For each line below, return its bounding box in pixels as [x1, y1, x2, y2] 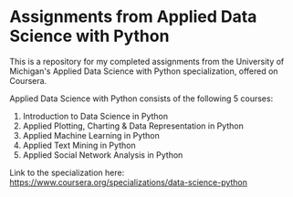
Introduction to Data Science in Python [22, 110, 169, 121]
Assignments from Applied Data [9, 6, 257, 27]
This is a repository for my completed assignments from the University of [9, 56, 285, 67]
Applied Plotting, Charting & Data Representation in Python [22, 120, 244, 131]
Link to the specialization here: [9, 167, 125, 178]
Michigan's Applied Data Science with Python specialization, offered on [9, 66, 278, 77]
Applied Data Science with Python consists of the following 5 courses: [9, 93, 274, 104]
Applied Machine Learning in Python [22, 130, 160, 140]
